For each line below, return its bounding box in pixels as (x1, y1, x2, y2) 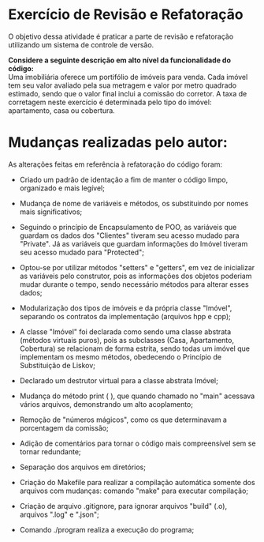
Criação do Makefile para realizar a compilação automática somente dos (19, 477, 255, 487)
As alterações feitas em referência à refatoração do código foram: (8, 160, 223, 169)
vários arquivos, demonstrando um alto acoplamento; (19, 399, 193, 408)
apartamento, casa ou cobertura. (8, 105, 116, 115)
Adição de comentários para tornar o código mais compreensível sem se (19, 438, 256, 448)
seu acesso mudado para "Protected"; (19, 247, 144, 257)
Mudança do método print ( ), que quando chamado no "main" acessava (19, 391, 255, 401)
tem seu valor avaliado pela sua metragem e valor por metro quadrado (8, 81, 237, 90)
